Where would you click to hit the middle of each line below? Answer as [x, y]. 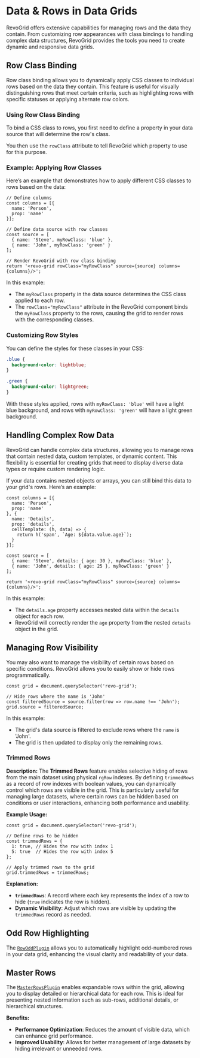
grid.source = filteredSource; [45, 707]
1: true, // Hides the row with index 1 [62, 846]
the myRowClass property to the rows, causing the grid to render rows [99, 314]
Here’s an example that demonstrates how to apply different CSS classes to [99, 180]
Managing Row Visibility [52, 648]
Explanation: [22, 884]
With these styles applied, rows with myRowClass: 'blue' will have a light [95, 403]
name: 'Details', [33, 519]
